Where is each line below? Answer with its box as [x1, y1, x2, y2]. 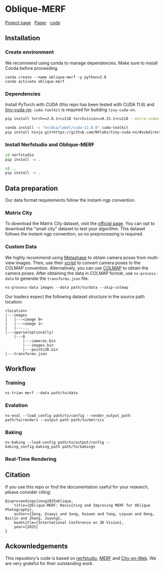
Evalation [5, 402, 28, 409]
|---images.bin [23, 343, 54, 348]
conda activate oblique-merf [5, 79, 65, 84]
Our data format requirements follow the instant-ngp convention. [5, 197, 136, 203]
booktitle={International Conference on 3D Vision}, [14, 520, 124, 525]
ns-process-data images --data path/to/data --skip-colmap [5, 285, 129, 290]
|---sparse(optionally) [5, 330, 54, 335]
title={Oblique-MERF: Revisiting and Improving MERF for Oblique [14, 503, 151, 508]
